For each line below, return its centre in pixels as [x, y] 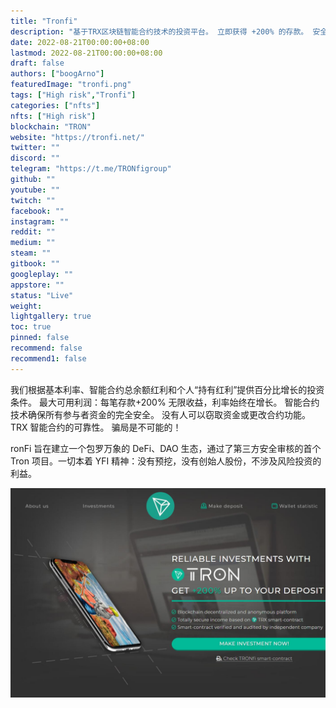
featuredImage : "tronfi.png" [71, 85]
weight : [26, 306]
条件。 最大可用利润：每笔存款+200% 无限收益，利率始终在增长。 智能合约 [165, 402]
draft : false [37, 63]
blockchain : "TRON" [51, 126]
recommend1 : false [48, 358]
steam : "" [31, 253]
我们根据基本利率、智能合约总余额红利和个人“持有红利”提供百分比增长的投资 [167, 389]
